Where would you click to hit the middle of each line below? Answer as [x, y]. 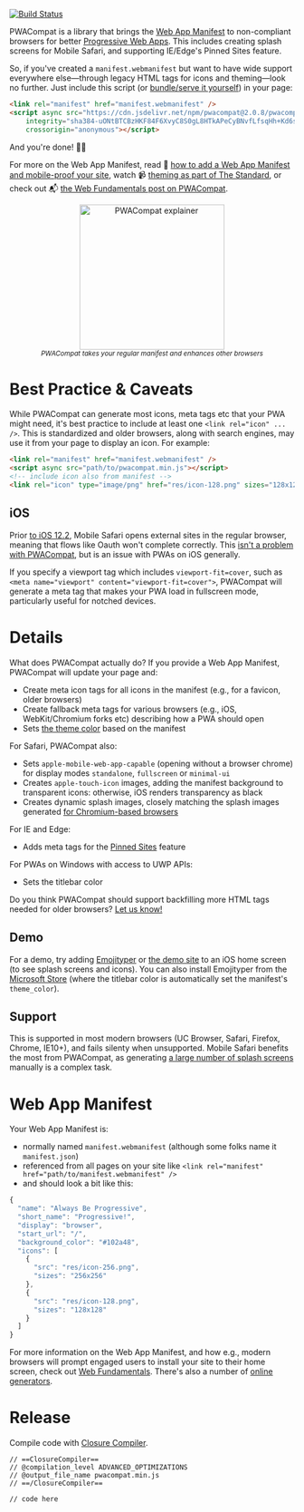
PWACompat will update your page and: [84, 672]
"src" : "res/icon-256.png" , [86, 1268]
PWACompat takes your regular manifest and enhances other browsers [152, 354]
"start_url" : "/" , [52, 1234]
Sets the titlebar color [62, 882]
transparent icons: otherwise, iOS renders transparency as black [142, 792]
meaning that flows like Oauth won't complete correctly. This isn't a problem [152, 545]
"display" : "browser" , [60, 1225]
